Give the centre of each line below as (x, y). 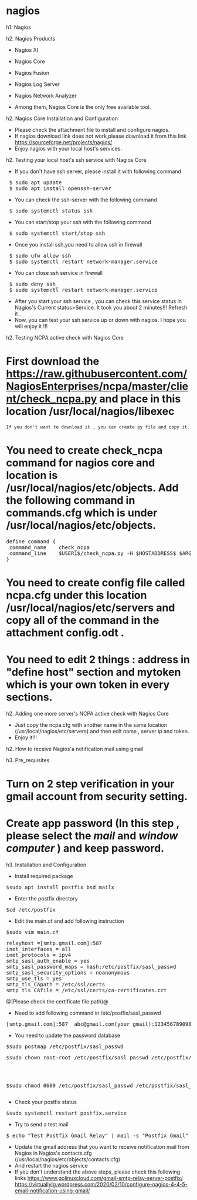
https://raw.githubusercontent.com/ (97, 374)
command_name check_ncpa (49, 547)
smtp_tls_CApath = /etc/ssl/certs (56, 985)
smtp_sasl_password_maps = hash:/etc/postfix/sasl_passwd (91, 967)
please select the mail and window (92, 836)
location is (32, 476)
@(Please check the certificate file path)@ (57, 1002)
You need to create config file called (96, 583)
